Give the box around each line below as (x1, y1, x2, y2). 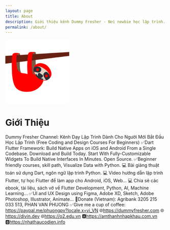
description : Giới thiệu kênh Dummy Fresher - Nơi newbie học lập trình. (5, 19, 166, 24)
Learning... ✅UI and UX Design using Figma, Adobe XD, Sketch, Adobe (5, 190, 154, 197)
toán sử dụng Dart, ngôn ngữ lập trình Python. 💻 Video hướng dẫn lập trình (5, 170, 163, 176)
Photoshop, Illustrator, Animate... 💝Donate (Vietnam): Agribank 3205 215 (5, 196, 157, 202)
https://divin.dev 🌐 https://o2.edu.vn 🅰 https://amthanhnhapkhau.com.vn (5, 213, 158, 219)
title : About (5, 13, 33, 19)
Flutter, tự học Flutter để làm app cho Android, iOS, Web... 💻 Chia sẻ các (5, 178, 159, 184)
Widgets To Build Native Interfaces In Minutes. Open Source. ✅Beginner (5, 156, 157, 162)
